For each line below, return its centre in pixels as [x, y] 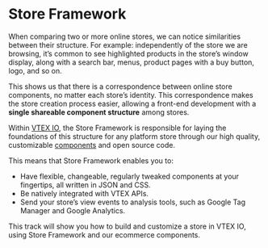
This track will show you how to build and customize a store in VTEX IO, [127, 226]
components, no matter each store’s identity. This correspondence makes [131, 95]
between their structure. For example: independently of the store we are [128, 44]
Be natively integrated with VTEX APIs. [84, 193]
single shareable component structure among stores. [99, 112]
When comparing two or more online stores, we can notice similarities [124, 36]
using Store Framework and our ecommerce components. [104, 234]
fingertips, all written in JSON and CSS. [85, 185]
